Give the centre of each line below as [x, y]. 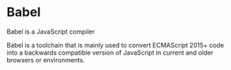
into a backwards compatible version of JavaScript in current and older [110, 52]
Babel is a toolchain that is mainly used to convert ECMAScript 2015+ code [115, 45]
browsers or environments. [46, 59]
